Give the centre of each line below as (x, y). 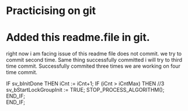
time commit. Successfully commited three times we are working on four (93, 66)
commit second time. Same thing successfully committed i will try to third (94, 60)
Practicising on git (51, 11)
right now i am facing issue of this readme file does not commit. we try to (94, 54)
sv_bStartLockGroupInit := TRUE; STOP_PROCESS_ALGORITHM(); (85, 90)
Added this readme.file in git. (78, 38)
